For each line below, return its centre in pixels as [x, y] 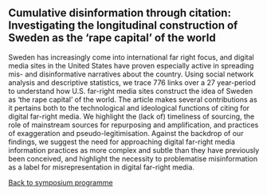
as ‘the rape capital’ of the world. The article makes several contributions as [133, 99]
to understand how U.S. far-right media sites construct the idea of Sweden [131, 91]
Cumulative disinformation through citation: [120, 13]
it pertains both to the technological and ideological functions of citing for [129, 107]
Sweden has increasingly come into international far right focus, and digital [131, 57]
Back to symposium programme [61, 182]
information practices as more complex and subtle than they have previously [134, 150]
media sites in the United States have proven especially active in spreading [131, 65]
